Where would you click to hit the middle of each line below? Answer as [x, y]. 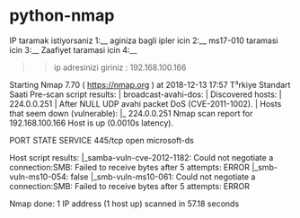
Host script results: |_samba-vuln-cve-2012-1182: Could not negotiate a [141, 157]
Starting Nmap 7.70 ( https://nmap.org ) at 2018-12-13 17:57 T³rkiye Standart [150, 84]
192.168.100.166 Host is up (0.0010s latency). [91, 123]
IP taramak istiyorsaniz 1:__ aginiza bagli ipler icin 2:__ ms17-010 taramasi [144, 40]
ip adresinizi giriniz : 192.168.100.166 [120, 67]
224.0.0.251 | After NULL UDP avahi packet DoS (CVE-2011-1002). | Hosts [146, 103]
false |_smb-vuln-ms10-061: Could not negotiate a [163, 177]
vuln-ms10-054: [39, 177]
